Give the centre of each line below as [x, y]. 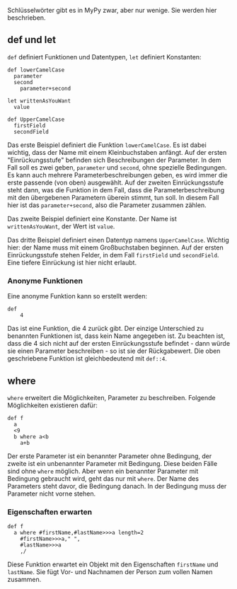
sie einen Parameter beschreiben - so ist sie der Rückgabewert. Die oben [114, 351]
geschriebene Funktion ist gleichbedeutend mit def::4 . [87, 358]
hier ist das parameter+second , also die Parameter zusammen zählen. [107, 205]
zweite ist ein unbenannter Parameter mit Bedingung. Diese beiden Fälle [112, 463]
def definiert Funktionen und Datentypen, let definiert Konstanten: [104, 57]
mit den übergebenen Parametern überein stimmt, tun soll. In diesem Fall [113, 197]
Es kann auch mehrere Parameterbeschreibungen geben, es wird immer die [117, 175]
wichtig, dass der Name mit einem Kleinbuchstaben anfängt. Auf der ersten [117, 152]
